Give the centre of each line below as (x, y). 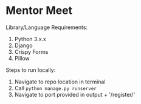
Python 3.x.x (30, 39)
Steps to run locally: (31, 70)
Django (23, 45)
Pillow (22, 58)
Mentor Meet (39, 11)
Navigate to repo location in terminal (60, 82)
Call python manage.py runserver (55, 88)
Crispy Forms (31, 51)
